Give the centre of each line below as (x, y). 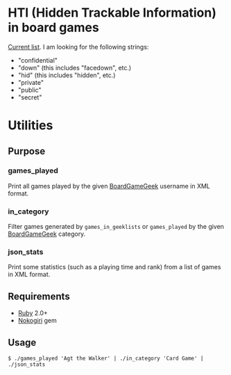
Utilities (31, 126)
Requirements (39, 296)
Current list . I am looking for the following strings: (78, 47)
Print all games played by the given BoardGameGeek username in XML (109, 186)
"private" (31, 82)
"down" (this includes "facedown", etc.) (75, 67)
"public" (29, 90)
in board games (53, 27)
